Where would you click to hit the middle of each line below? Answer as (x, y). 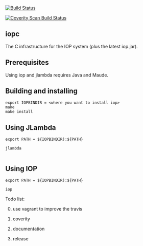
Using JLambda (31, 128)
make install (19, 112)
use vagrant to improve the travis (47, 209)
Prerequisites (27, 62)
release (21, 239)
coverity (21, 219)
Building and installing (41, 91)
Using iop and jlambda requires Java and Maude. (57, 75)
